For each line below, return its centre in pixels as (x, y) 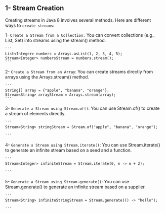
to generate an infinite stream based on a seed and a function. (68, 150)
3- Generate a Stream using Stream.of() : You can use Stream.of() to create (82, 108)
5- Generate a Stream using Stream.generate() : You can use (67, 181)
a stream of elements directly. (35, 113)
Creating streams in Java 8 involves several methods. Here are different (78, 20)
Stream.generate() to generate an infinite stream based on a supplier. (75, 187)
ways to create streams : (30, 25)
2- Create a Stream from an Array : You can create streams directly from (79, 71)
